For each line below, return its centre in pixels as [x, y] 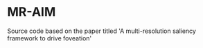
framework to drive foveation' [50, 38]
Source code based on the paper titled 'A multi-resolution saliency [101, 31]
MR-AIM [32, 12]
